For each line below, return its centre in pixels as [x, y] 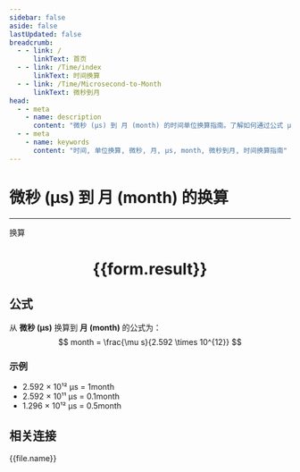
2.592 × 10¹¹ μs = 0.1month [71, 396]
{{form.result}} [150, 269]
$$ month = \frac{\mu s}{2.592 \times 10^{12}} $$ [150, 341]
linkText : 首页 [60, 59]
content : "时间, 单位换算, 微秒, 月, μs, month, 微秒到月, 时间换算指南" [160, 150]
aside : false [33, 26]
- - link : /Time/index [59, 68]
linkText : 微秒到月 [67, 92]
